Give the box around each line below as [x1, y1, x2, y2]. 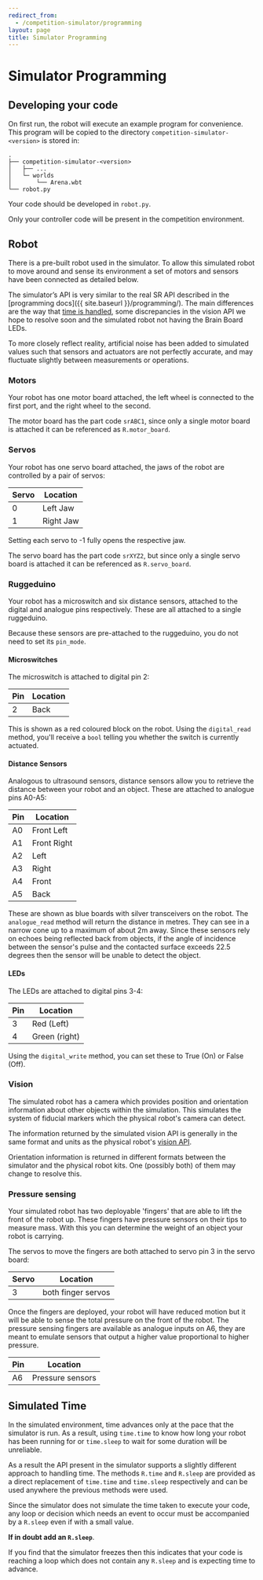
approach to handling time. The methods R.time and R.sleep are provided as [8, 1468, 256, 1478]
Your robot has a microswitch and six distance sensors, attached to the [8, 596, 238, 606]
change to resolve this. [8, 1168, 82, 1179]
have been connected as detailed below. [8, 275, 139, 284]
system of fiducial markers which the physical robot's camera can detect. [8, 1113, 246, 1123]
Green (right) [31, 1031, 80, 1042]
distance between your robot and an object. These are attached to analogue [8, 785, 255, 794]
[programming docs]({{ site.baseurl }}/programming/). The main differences [8, 299, 254, 308]
